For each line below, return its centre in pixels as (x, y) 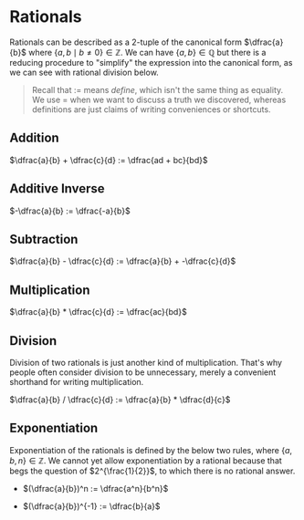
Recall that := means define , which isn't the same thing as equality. (157, 89)
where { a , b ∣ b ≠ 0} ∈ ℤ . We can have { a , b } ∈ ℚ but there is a (147, 52)
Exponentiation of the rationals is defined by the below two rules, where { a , (151, 450)
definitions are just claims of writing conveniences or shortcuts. (151, 109)
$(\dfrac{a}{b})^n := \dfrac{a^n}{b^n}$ (95, 488)
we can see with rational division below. (84, 72)
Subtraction (44, 239)
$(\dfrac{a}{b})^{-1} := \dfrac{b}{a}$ (91, 506)
